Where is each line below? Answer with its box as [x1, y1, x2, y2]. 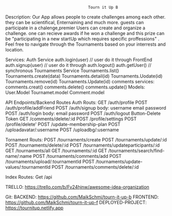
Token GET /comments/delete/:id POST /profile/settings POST [5, 116, 137, 122]
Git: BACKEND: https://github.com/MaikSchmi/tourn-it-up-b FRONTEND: [5, 194, 159, 200]
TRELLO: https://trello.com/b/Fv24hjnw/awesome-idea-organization [5, 184, 150, 190]
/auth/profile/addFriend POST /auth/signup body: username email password [5, 105, 166, 111]
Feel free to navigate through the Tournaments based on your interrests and [5, 41, 166, 47]
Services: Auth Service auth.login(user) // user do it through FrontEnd [5, 57, 152, 63]
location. [5, 47, 24, 52]
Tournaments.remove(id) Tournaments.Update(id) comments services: [5, 79, 155, 84]
